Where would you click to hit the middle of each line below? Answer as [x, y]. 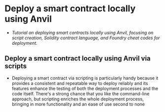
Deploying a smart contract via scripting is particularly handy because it [85, 78]
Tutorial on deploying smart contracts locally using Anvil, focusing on [82, 32]
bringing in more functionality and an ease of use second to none [78, 104]
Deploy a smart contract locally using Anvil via [78, 59]
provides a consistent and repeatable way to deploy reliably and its [80, 83]
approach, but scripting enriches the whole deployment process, [78, 99]
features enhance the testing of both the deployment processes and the [85, 88]
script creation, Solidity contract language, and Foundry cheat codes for [86, 38]
